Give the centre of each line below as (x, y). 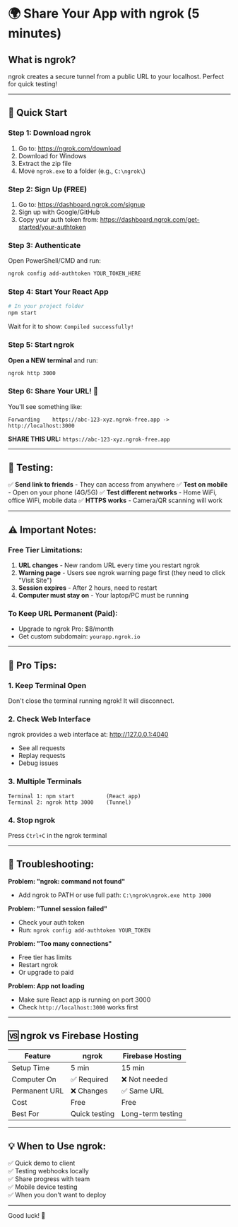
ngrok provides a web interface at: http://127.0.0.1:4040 (88, 735)
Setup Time (31, 1067)
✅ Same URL (143, 1091)
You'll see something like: (45, 406)
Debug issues (38, 763)
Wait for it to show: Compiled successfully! (71, 326)
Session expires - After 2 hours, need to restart (88, 588)
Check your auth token (52, 922)
